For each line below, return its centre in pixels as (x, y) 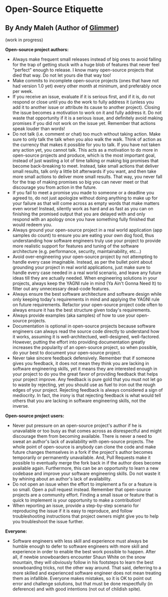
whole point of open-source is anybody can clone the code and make (84, 447)
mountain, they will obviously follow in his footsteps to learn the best (83, 562)
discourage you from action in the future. (55, 187)
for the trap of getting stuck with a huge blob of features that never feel (86, 65)
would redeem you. (32, 225)
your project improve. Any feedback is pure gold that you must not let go (87, 379)
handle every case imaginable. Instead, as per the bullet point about (82, 262)
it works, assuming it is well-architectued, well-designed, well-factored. (86, 337)
